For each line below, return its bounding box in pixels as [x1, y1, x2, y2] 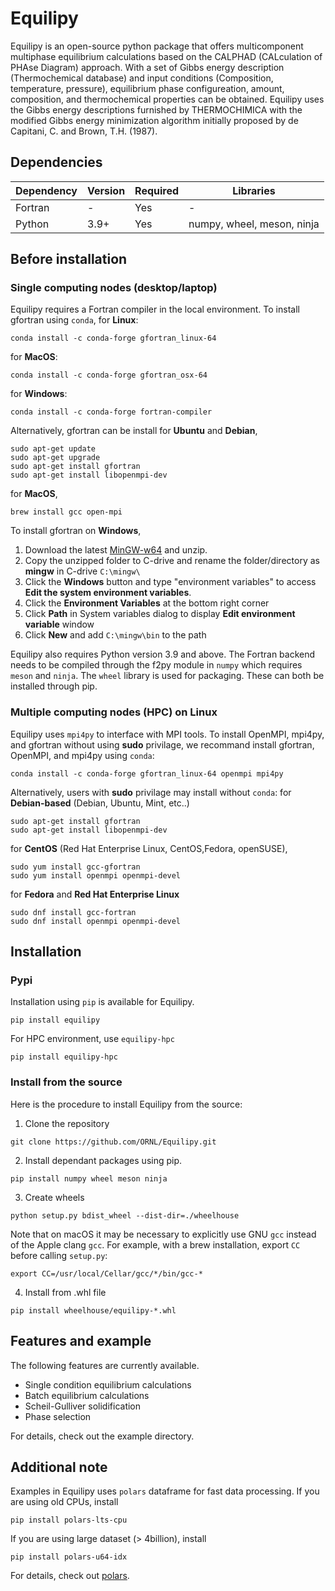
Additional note [10, 1458, 108, 1476]
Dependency [15, 183, 78, 197]
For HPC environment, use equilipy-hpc [10, 1033, 175, 1045]
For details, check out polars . [10, 1570, 130, 1582]
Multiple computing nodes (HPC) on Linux [10, 705, 218, 719]
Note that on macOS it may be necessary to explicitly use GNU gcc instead [10, 1228, 317, 1240]
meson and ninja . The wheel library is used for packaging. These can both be [10, 670, 325, 682]
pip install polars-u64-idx [10, 1552, 128, 1562]
